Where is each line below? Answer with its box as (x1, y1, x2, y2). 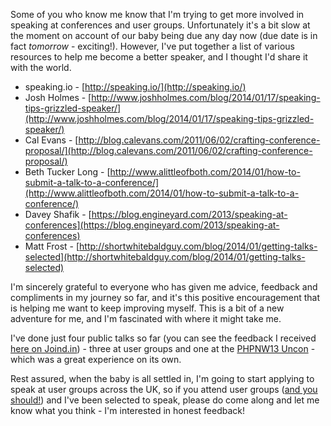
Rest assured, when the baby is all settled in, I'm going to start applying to (10, 373, 315, 384)
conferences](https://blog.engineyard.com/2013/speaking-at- (24, 219, 280, 231)
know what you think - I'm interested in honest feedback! (10, 405, 246, 416)
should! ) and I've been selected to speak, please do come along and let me (10, 394, 320, 406)
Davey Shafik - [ (24, 209, 92, 220)
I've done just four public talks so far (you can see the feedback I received (10, 332, 317, 344)
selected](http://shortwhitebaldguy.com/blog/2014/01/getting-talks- (24, 251, 306, 263)
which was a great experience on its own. (10, 354, 182, 365)
